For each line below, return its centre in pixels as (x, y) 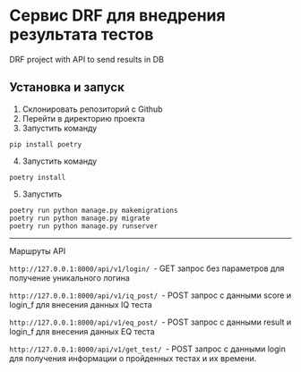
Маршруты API (38, 250)
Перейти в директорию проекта (83, 118)
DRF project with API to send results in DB (86, 59)
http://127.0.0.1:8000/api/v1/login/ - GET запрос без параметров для (147, 268)
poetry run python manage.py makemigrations (94, 210)
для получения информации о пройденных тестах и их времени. (133, 358)
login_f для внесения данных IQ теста (81, 304)
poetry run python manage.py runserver (84, 226)
